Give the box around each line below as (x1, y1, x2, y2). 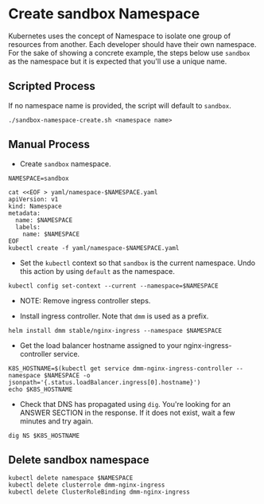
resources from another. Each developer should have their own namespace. (8, 39, 257, 49)
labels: (15, 223, 41, 231)
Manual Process (8, 138, 90, 151)
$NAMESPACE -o (43, 371, 91, 379)
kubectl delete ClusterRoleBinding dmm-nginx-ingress (8, 488, 191, 496)
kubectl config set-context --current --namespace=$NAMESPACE (8, 282, 219, 290)
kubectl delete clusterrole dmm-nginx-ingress (8, 481, 165, 490)
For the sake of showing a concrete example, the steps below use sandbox (8, 48, 250, 57)
